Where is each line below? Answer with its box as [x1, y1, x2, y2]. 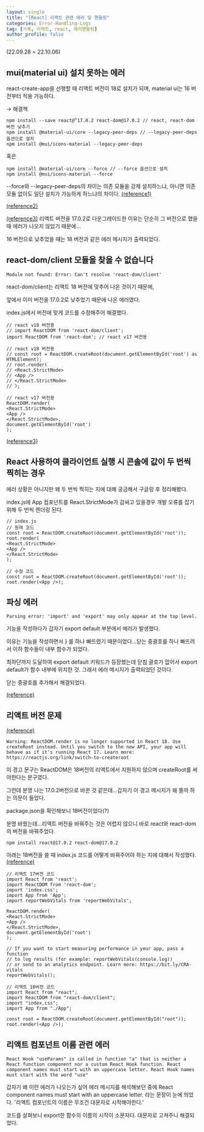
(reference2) [6, 202, 38, 209]
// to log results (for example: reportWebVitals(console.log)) [6, 957, 173, 963]
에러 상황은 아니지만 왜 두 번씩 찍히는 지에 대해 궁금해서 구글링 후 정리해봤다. [6, 485, 188, 493]
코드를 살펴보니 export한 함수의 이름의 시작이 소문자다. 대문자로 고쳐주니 [6, 1112, 178, 1119]
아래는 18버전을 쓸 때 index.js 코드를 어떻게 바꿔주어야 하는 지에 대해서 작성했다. [6, 851, 197, 859]
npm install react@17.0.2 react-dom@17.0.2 [6, 840, 119, 846]
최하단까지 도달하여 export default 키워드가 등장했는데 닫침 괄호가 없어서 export [6, 658, 198, 666]
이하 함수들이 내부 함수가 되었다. [12, 645, 90, 653]
